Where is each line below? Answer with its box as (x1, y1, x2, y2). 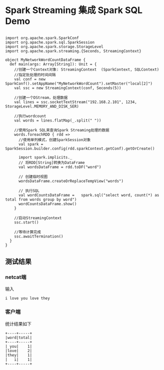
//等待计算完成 (14, 229, 41, 234)
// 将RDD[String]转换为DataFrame (18, 160, 85, 165)
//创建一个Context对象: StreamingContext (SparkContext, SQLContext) (14, 67, 160, 72)
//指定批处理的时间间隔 (14, 72, 56, 77)
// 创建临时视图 (18, 174, 48, 179)
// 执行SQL (18, 188, 40, 193)
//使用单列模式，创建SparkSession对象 (18, 137, 91, 142)
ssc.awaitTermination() (14, 233, 64, 239)
